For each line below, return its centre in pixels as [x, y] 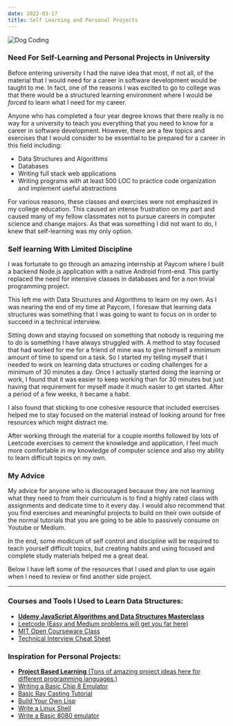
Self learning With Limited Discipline [70, 249]
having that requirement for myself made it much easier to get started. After [116, 387]
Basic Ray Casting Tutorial [55, 693]
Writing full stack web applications [67, 173]
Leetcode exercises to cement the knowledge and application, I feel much [113, 443]
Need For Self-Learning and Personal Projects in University [109, 58]
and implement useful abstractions [67, 188]
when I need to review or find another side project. [80, 577]
